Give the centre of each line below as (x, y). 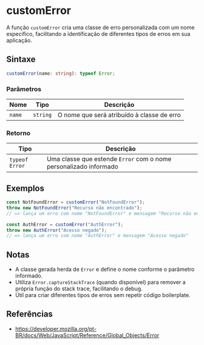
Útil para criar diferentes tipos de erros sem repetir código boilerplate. (103, 295)
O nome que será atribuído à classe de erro (119, 115)
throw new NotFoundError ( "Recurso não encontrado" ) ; (74, 208)
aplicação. (19, 40)
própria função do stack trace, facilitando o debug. (79, 289)
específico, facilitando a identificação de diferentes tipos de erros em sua (98, 33)
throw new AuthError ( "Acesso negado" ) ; (57, 230)
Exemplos (25, 188)
